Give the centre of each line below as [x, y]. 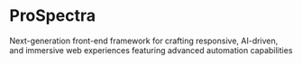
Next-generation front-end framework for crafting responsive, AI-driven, [144, 41]
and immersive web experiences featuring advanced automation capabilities [151, 50]
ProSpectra [53, 16]
